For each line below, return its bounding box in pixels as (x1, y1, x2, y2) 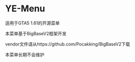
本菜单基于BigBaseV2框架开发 (5, 30, 67, 36)
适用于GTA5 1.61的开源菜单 (5, 20, 60, 26)
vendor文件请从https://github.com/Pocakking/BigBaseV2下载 (5, 41, 131, 47)
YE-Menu (5, 3, 46, 14)
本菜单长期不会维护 (5, 52, 45, 58)
